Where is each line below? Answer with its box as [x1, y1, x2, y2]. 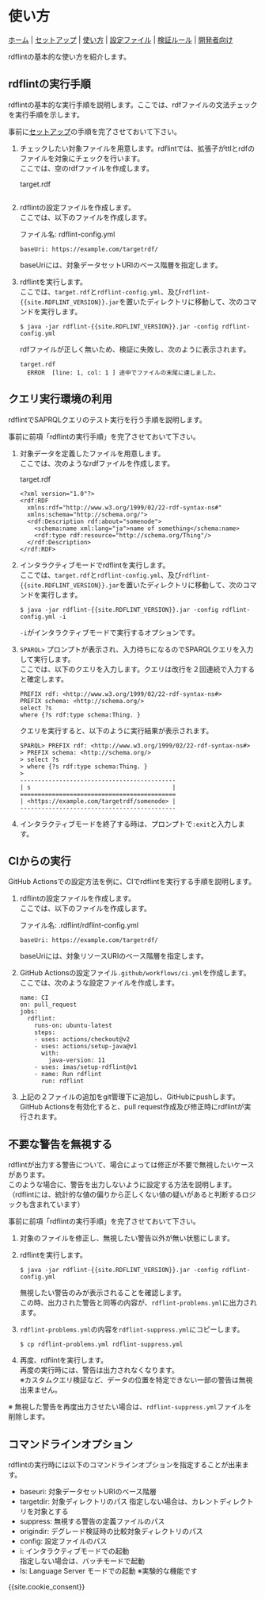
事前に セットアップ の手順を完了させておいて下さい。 [8, 126, 182, 136]
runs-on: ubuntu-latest [34, 1021, 112, 1030]
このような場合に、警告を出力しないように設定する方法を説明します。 [8, 1180, 236, 1190]
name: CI [19, 994, 49, 1002]
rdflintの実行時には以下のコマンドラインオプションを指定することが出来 [8, 1460, 243, 1469]
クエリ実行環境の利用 [8, 392, 112, 406]
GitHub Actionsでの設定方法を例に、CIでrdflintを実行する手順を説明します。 [8, 877, 256, 886]
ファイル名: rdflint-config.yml [19, 229, 115, 239]
